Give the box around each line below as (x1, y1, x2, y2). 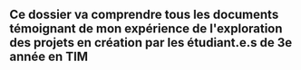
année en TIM (9, 49, 89, 65)
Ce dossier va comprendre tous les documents (9, 7, 279, 22)
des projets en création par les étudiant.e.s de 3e (9, 35, 293, 50)
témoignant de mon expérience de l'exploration (9, 22, 283, 37)
